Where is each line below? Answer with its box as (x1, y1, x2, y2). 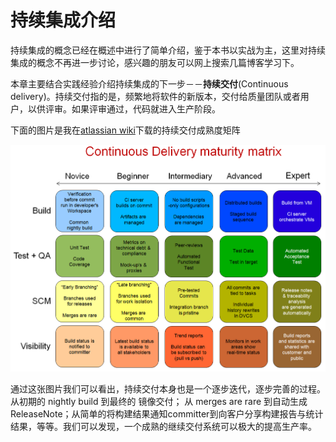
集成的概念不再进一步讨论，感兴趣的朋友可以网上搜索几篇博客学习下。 (10, 56, 300, 68)
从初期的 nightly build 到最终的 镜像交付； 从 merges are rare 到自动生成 (10, 395, 308, 407)
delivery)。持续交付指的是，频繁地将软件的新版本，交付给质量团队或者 (10, 90, 301, 102)
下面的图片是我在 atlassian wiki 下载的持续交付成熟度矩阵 (10, 124, 241, 136)
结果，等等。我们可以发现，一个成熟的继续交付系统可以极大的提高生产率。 (10, 420, 317, 432)
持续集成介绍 (10, 9, 117, 32)
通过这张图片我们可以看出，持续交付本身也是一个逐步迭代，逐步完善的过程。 (10, 382, 326, 395)
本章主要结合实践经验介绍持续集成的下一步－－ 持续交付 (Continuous (10, 77, 289, 90)
